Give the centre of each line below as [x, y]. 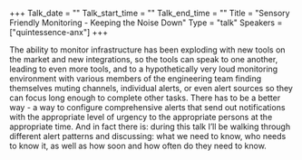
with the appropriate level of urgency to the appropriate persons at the [141, 117]
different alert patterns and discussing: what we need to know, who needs [148, 136]
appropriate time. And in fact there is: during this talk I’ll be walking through [150, 127]
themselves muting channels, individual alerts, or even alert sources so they [151, 88]
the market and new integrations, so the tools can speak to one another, [144, 59]
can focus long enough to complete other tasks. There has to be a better [145, 98]
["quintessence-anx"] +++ [59, 32]
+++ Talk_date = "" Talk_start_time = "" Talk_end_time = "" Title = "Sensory [150, 13]
